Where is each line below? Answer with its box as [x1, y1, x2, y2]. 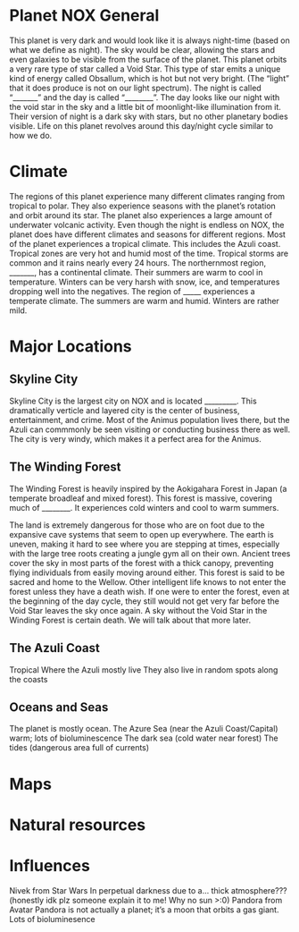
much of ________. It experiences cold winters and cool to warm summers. [9, 502, 279, 513]
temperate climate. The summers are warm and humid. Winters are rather [9, 295, 279, 306]
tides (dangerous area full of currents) [9, 742, 150, 753]
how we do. [9, 130, 53, 140]
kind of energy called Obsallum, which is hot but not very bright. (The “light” [9, 72, 290, 83]
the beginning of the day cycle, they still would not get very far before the [9, 596, 279, 606]
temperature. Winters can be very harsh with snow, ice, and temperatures [9, 276, 280, 287]
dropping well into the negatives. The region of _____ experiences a [9, 285, 256, 296]
